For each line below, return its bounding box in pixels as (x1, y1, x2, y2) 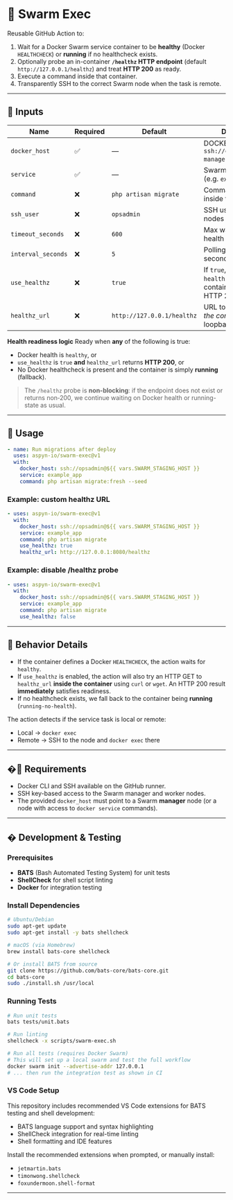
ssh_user (10, 210, 40, 218)
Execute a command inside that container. (17, 72, 137, 80)
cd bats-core (7, 973, 45, 980)
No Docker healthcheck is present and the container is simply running (17, 365, 218, 374)
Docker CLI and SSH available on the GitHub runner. (17, 782, 166, 790)
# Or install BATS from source (7, 960, 98, 968)
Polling (203, 245, 226, 254)
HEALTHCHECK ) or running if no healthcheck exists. (17, 50, 158, 58)
